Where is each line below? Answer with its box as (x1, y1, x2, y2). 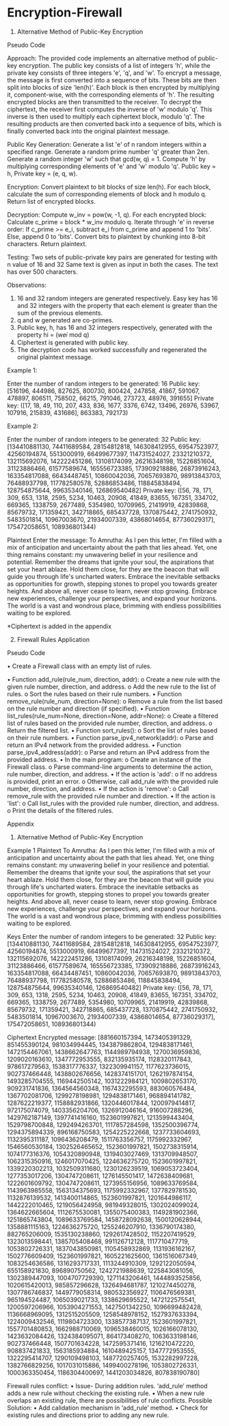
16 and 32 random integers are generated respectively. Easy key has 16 (16, 294, 218, 302)
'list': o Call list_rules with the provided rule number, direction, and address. (7, 799, 219, 807)
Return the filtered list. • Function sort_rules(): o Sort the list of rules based (7, 726, 217, 735)
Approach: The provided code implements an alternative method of (7, 54, 197, 62)
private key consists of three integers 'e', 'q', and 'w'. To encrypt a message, (7, 69, 222, 77)
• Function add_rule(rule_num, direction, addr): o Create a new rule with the (7, 675, 221, 683)
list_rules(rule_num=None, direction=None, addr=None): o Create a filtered (7, 711, 219, 720)
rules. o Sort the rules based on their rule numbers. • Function (7, 689, 183, 698)
